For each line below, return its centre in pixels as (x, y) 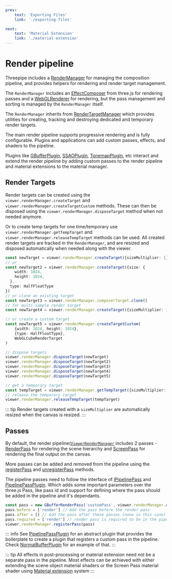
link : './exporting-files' (43, 19)
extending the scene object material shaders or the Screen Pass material (82, 566)
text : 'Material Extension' (44, 34)
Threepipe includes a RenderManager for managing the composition (77, 78)
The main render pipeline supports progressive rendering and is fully (78, 135)
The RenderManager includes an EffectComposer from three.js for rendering (84, 93)
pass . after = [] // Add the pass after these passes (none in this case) (86, 514)
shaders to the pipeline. (30, 145)
